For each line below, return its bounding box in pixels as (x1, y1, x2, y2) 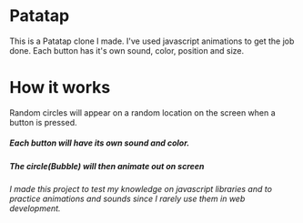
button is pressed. (9, 117, 77, 127)
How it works (9, 77, 111, 98)
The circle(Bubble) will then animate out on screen (9, 160, 205, 171)
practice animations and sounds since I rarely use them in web (9, 193, 246, 205)
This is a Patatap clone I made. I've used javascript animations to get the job (9, 35, 295, 46)
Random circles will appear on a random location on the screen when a (9, 106, 276, 118)
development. (9, 203, 61, 214)
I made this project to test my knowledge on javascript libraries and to (9, 184, 273, 195)
